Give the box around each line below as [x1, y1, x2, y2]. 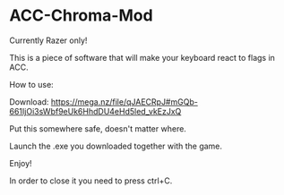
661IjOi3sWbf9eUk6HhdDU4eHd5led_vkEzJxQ [9, 106, 182, 116]
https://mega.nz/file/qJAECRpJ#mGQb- [50, 96, 199, 107]
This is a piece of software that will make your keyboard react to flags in [9, 52, 276, 63]
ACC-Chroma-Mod [9, 5, 154, 26]
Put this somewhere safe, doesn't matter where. [9, 123, 186, 134]
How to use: [9, 79, 54, 89]
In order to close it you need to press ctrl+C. [9, 175, 173, 186]
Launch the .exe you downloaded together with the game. [9, 140, 222, 151]
